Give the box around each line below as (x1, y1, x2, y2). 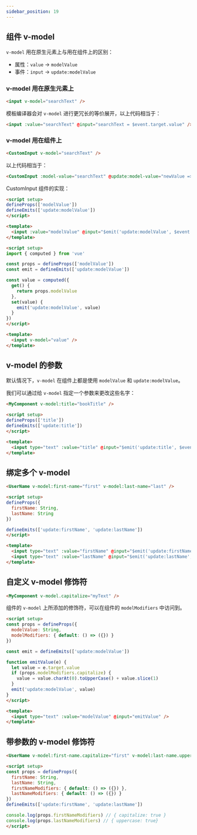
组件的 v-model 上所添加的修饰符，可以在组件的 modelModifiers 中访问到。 (6, 604, 186, 611)
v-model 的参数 (6, 360, 63, 371)
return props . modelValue (16, 288, 77, 294)
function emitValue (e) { (6, 659, 67, 665)
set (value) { (11, 299, 43, 305)
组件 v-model (6, 32, 55, 42)
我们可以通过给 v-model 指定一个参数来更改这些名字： (6, 390, 135, 397)
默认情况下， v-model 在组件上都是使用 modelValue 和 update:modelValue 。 (6, 377, 184, 384)
